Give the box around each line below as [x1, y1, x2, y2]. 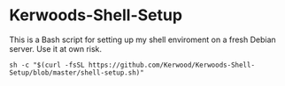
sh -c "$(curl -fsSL [9, 61, 86, 69]
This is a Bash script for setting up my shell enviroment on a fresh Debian [9, 34, 276, 45]
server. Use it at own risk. [9, 43, 103, 54]
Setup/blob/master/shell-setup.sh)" [9, 68, 144, 77]
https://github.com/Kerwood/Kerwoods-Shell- [88, 61, 255, 69]
